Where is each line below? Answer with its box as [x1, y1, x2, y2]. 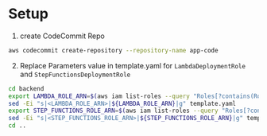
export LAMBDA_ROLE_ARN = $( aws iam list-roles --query [8, 92, 191, 100]
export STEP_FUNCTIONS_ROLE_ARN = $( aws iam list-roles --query [8, 107, 219, 115]
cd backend [8, 84, 44, 92]
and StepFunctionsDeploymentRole [19, 69, 131, 79]
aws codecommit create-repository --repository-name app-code [8, 46, 219, 54]
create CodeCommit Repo [19, 31, 105, 41]
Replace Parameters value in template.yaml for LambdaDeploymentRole [19, 60, 246, 70]
